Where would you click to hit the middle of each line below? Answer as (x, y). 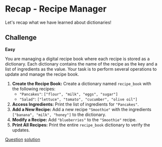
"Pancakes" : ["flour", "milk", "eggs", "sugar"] (69, 94)
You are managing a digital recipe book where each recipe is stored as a (77, 59)
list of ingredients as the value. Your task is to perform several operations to (81, 69)
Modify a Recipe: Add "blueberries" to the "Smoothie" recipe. (74, 119)
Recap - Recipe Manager (56, 9)
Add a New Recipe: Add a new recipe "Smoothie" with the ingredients (82, 109)
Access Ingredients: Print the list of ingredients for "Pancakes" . (75, 104)
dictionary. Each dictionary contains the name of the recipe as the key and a (81, 64)
